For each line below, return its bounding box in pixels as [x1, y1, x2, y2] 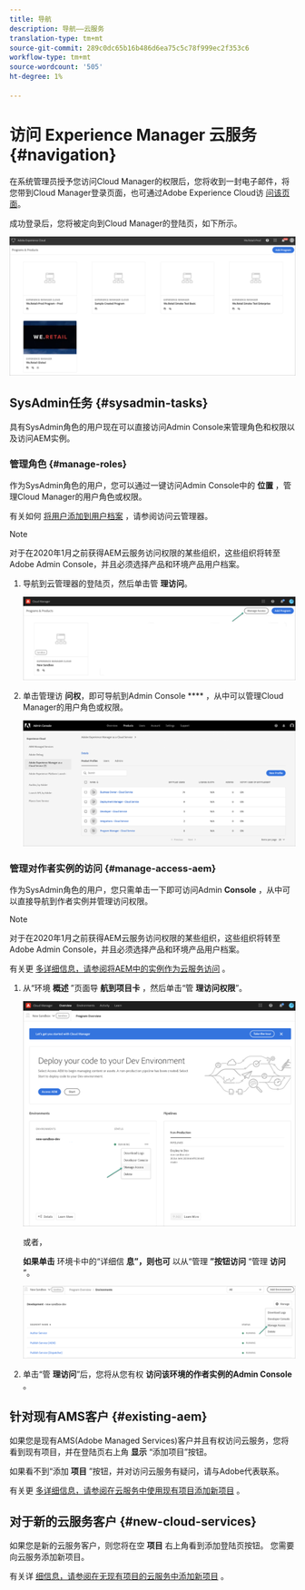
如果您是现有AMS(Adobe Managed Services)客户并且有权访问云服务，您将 [9, 1435, 290, 1446]
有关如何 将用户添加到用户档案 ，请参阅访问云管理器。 [9, 510, 213, 521]
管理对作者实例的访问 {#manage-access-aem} [9, 862, 216, 875]
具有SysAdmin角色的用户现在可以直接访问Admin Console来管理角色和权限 [9, 421, 288, 432]
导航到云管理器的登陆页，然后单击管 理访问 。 [22, 577, 192, 589]
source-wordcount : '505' [9, 63, 103, 72]
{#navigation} [9, 144, 117, 165]
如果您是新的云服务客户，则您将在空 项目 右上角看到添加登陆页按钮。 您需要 [9, 1539, 295, 1551]
